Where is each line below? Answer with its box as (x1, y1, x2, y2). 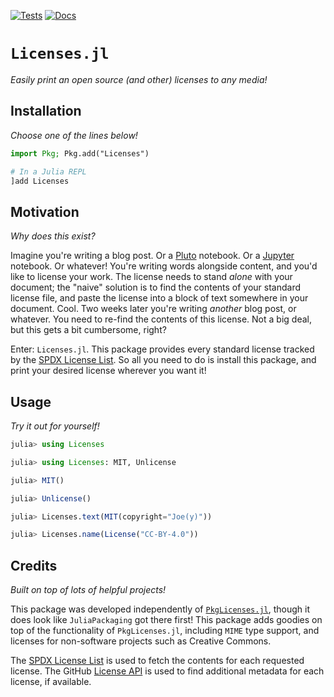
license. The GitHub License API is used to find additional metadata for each (10, 665, 325, 677)
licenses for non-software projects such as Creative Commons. (10, 635, 272, 647)
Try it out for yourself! (10, 420, 100, 432)
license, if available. (10, 676, 92, 688)
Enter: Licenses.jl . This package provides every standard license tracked (10, 343, 315, 355)
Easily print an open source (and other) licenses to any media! (10, 73, 268, 85)
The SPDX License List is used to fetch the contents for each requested (10, 655, 305, 667)
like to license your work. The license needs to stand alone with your (10, 271, 293, 283)
